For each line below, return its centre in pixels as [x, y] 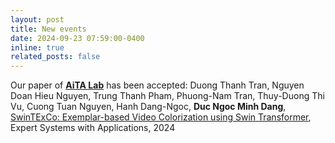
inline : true [37, 47]
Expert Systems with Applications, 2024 [93, 128]
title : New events [48, 29]
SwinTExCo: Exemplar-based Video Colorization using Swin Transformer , [161, 117]
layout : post [37, 19]
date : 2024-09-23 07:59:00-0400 [77, 38]
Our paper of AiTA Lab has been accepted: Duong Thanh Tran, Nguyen [157, 85]
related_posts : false [55, 57]
